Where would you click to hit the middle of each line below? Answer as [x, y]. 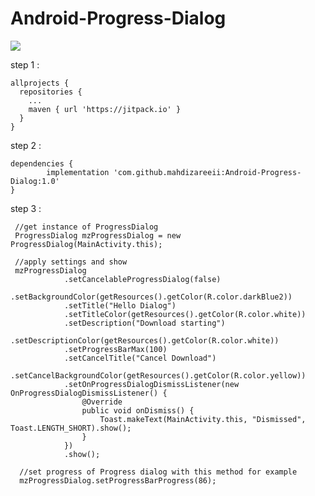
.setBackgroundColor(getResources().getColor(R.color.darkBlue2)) [151, 297]
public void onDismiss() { [138, 410]
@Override [102, 402]
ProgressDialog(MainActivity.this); [86, 244]
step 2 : [26, 145]
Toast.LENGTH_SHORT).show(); [71, 428]
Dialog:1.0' [35, 181]
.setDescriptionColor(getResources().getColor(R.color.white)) [145, 340]
